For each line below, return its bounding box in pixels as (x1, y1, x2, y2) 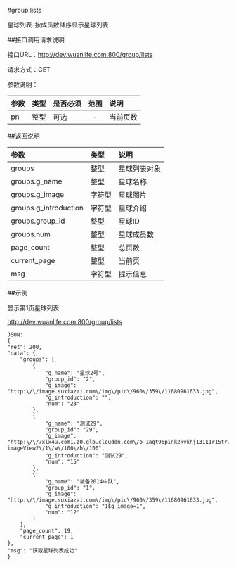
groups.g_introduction (11, 203, 84, 212)
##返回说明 (7, 132, 40, 140)
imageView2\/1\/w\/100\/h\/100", (7, 445, 105, 452)
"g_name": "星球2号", (44, 369, 105, 376)
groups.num (11, 229, 51, 238)
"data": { (7, 350, 37, 357)
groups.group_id (11, 216, 65, 226)
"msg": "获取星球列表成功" (7, 547, 78, 554)
